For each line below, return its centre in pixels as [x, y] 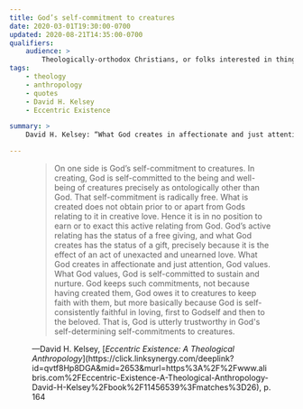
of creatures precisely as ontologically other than [168, 187]
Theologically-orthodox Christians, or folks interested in [157, 60]
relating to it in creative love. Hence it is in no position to [158, 216]
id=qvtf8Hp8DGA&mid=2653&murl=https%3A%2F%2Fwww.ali [150, 368]
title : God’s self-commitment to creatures [92, 18]
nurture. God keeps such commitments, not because [151, 284]
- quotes [42, 93]
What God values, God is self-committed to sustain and [156, 274]
